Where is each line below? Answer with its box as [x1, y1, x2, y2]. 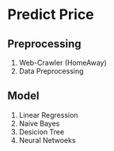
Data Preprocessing [18, 66, 84, 76]
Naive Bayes [18, 119, 60, 128]
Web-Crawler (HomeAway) [18, 58, 108, 67]
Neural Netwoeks [18, 135, 76, 145]
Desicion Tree [18, 126, 65, 136]
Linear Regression [18, 110, 78, 119]
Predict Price [7, 6, 94, 24]
